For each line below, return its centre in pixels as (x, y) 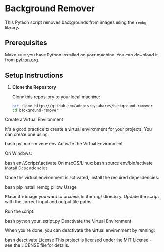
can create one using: (27, 134)
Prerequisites (26, 43)
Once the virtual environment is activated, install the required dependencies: (82, 178)
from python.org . (22, 60)
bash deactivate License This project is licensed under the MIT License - (78, 240)
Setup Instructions (34, 75)
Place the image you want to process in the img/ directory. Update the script (82, 196)
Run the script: (20, 211)
